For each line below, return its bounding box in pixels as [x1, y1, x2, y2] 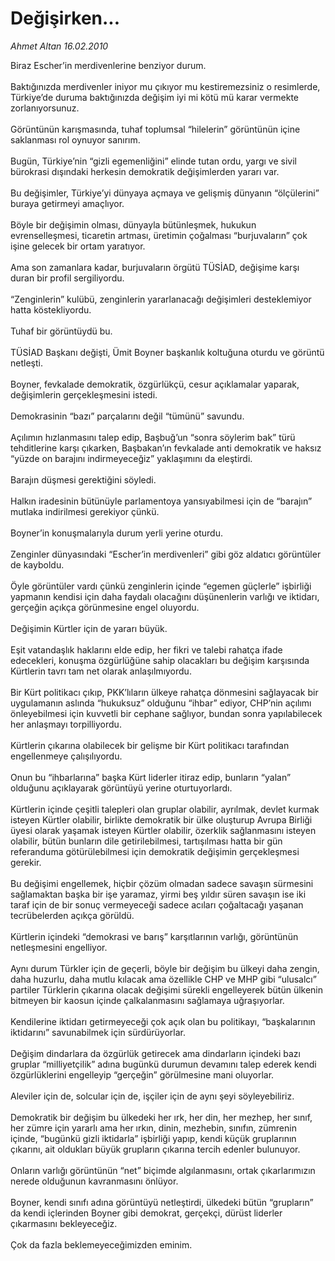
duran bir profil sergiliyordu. [10, 272, 125, 284]
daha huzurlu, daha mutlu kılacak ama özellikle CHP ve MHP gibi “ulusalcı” [10, 973, 317, 985]
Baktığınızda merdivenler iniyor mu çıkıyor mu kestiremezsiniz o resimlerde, [10, 80, 321, 92]
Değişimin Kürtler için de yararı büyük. [10, 622, 168, 634]
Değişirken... [10, 7, 121, 30]
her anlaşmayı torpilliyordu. [10, 718, 122, 730]
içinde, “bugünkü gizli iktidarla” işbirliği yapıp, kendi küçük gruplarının [10, 1132, 297, 1144]
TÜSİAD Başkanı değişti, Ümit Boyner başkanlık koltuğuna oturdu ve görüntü [10, 346, 325, 358]
